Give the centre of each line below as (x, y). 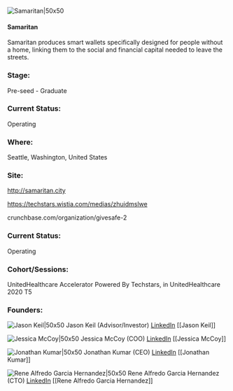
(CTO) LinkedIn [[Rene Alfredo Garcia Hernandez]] (80, 381)
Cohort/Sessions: (38, 269)
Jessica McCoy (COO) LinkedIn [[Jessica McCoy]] (153, 339)
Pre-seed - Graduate (37, 90)
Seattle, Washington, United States (57, 157)
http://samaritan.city (37, 191)
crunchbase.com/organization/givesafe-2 (67, 218)
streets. (18, 57)
